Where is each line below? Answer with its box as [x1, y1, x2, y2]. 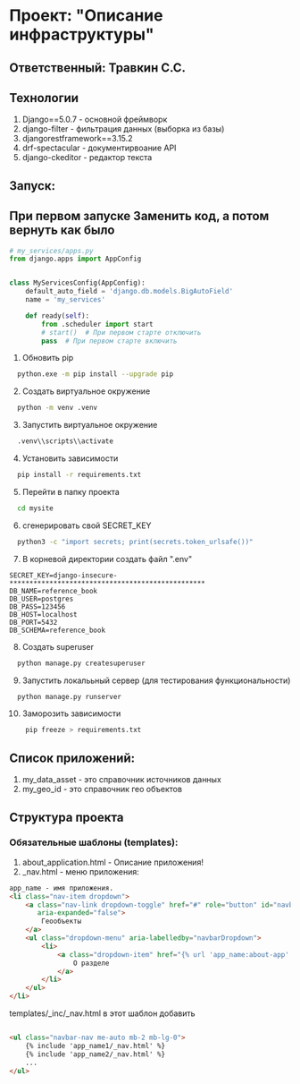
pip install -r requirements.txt [17, 471, 142, 480]
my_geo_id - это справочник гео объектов [21, 784, 183, 795]
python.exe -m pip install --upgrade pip [17, 370, 174, 379]
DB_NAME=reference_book [9, 586, 98, 595]
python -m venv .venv [17, 404, 98, 413]
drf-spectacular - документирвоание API [21, 142, 177, 153]
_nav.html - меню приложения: [21, 866, 140, 877]
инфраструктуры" [9, 24, 154, 45]
